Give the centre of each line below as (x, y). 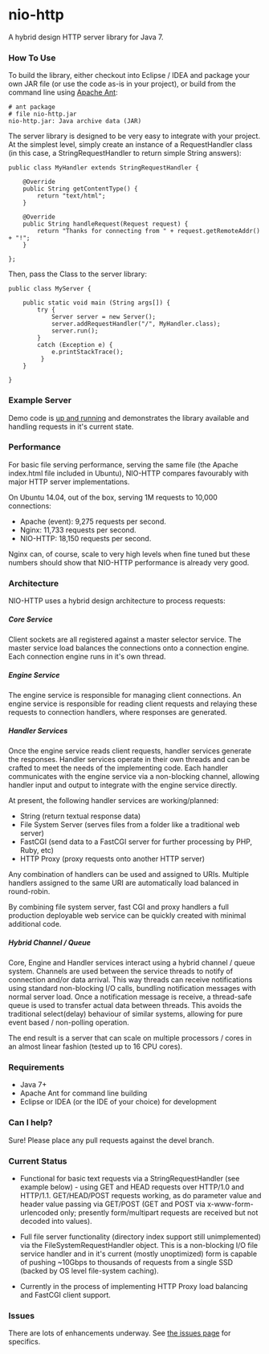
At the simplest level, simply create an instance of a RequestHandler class (130, 145)
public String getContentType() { (80, 189)
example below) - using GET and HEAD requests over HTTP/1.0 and (132, 1187)
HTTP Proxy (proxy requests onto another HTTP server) (112, 859)
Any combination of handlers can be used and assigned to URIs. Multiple (128, 875)
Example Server (40, 401)
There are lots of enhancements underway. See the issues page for (120, 1333)
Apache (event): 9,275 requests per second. (93, 521)
